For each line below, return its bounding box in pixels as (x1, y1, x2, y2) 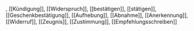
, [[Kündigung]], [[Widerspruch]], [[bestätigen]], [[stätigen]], (5, 5, 157, 12)
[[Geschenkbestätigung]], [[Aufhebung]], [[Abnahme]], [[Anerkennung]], (5, 12, 189, 19)
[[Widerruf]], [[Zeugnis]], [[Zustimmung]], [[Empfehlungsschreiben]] (5, 18, 178, 25)
